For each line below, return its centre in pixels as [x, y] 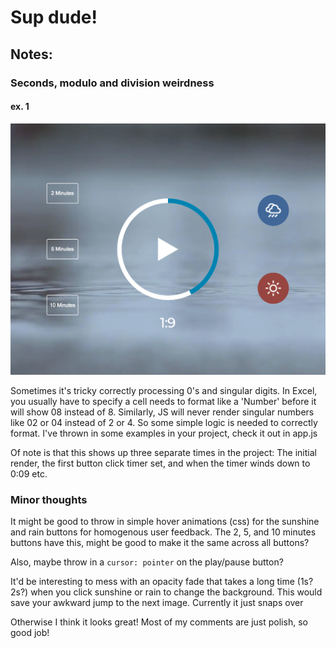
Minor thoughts [49, 499]
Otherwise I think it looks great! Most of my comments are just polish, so [159, 622]
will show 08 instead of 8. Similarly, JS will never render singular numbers [162, 412]
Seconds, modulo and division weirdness [112, 83]
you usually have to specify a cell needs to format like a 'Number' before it [163, 401]
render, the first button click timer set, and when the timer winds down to [160, 463]
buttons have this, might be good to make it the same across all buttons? [160, 543]
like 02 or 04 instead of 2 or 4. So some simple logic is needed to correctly [164, 422]
